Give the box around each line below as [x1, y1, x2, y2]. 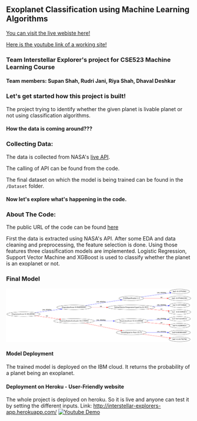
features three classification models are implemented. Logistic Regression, [6, 248, 187, 255]
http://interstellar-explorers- [93, 402, 161, 409]
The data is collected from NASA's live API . [6, 153, 111, 161]
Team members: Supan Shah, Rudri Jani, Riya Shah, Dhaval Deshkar [6, 78, 176, 85]
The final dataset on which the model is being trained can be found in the [6, 176, 183, 183]
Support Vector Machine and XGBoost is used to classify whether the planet [6, 254, 191, 261]
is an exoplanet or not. [6, 260, 61, 267]
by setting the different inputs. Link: [6, 402, 92, 409]
